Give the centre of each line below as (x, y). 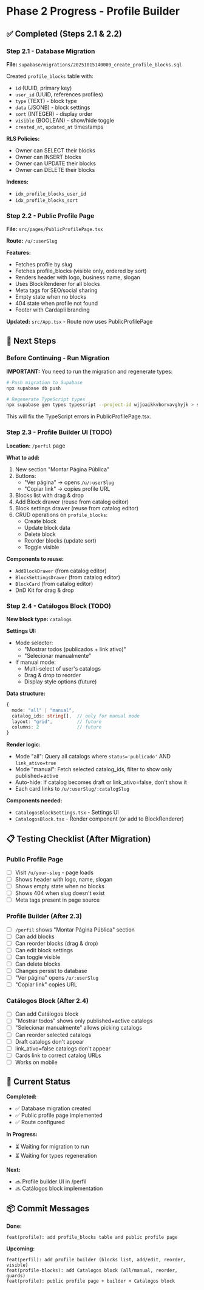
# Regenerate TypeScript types (46, 399)
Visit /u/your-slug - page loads (54, 872)
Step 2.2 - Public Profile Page (50, 216)
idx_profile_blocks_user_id (50, 194)
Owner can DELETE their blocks (55, 169)
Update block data (47, 527)
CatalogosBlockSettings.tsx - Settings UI (67, 813)
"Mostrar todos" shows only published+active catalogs (84, 1021)
